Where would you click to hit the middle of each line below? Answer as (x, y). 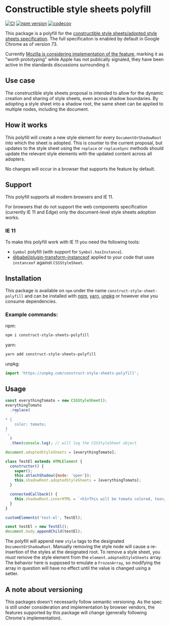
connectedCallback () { (34, 494)
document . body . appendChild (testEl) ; (44, 531)
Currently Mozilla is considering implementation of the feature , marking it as (84, 54)
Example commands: (32, 315)
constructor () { (27, 466)
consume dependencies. (31, 301)
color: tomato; (30, 424)
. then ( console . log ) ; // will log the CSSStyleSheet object (73, 443)
